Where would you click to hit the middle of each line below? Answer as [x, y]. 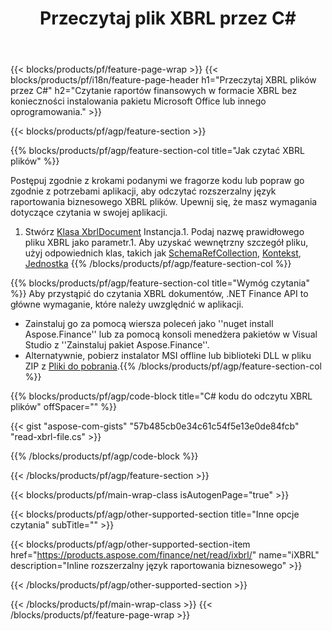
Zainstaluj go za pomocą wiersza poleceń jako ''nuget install [149, 324]
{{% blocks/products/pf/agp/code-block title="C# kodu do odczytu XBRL [161, 396]
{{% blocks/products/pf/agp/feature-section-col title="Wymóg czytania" [160, 283]
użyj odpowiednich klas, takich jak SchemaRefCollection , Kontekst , [163, 253]
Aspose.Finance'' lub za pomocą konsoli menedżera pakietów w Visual [171, 334]
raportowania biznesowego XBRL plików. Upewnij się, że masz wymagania [164, 202]
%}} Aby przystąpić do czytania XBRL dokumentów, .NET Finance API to [159, 294]
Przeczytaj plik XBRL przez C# [168, 18]
